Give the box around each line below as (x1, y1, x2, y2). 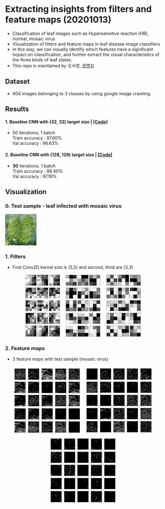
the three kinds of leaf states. (12, 57, 73, 63)
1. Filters (5, 253, 26, 260)
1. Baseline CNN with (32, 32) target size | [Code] (5, 119, 108, 125)
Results (5, 105, 29, 114)
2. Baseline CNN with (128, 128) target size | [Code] (5, 151, 112, 157)
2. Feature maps (5, 345, 45, 352)
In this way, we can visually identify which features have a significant (12, 46, 154, 52)
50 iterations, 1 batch (12, 130, 55, 136)
